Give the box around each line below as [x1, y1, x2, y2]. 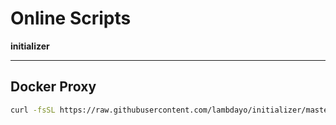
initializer [10, 40, 50, 52]
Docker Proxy [10, 78, 97, 96]
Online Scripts [10, 7, 132, 30]
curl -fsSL [10, 105, 56, 115]
